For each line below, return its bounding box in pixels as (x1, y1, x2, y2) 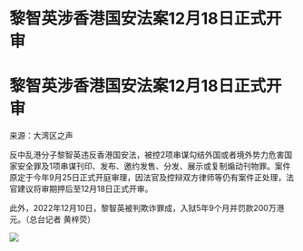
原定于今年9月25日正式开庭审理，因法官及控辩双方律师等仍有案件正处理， (9, 172, 287, 183)
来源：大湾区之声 (9, 130, 73, 141)
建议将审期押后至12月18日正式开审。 (16, 183, 153, 195)
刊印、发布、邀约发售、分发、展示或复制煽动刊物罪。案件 (75, 160, 291, 172)
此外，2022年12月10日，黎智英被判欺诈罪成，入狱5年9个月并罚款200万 (9, 203, 277, 214)
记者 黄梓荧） (44, 214, 95, 225)
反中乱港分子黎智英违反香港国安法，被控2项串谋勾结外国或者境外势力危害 (9, 150, 285, 160)
